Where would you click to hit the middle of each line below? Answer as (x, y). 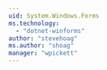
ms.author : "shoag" (41, 46)
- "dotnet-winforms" (50, 31)
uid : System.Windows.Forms (54, 16)
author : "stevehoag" (43, 38)
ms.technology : (34, 23)
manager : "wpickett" (43, 53)
